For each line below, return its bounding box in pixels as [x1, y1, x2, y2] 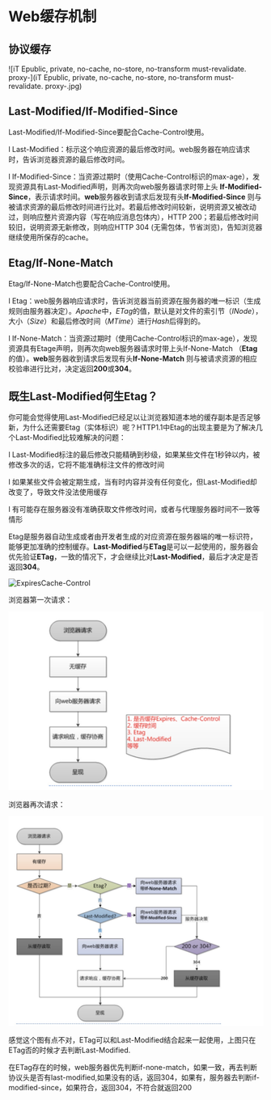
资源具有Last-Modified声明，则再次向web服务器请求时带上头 [15, 181, 218, 191]
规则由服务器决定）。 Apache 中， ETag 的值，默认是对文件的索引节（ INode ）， [8, 306, 263, 315]
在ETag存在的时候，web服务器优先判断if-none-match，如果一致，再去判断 [8, 1063, 257, 1072]
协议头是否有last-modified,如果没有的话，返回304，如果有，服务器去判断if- [8, 1072, 260, 1082]
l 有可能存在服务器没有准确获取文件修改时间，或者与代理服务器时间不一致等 [8, 505, 260, 514]
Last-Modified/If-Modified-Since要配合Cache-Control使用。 [8, 127, 209, 137]
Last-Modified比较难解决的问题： [15, 433, 127, 442]
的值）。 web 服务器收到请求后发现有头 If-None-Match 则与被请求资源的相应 [8, 353, 257, 363]
